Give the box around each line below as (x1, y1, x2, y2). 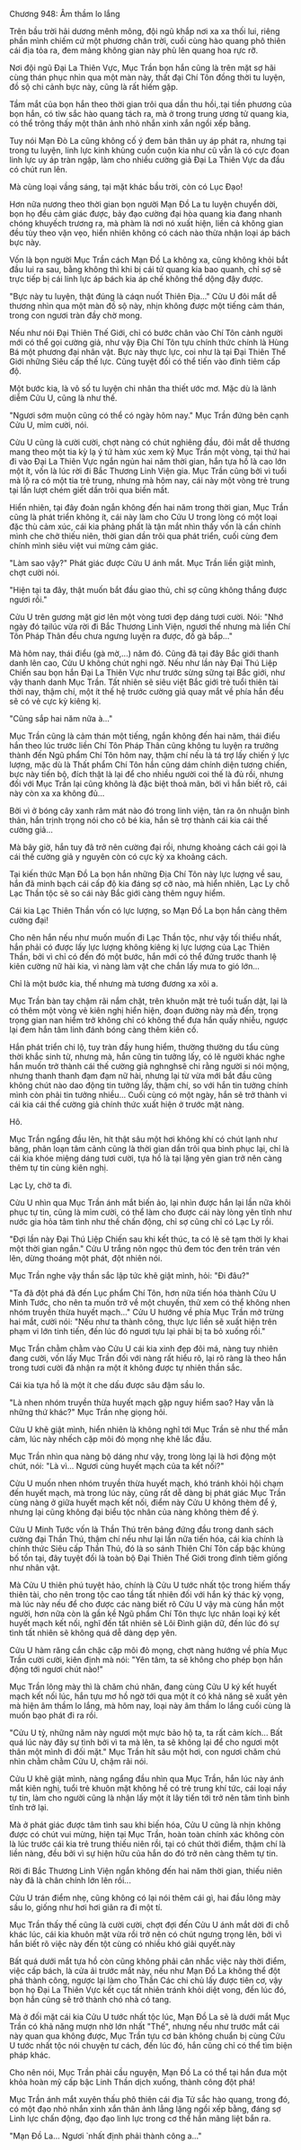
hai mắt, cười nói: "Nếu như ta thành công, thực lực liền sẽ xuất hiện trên (9, 1316, 278, 1327)
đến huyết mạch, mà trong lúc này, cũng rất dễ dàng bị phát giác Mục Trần (9, 1488, 286, 1498)
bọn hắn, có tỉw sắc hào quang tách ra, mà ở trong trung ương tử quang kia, (9, 109, 289, 119)
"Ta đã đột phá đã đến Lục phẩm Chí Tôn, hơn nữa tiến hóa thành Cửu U (9, 1287, 277, 1298)
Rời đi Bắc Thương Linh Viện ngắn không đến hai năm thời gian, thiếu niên (9, 1865, 283, 1876)
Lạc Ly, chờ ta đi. (9, 1180, 73, 1190)
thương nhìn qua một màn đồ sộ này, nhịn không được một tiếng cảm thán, (9, 301, 285, 311)
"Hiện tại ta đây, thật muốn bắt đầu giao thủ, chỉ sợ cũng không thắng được (9, 585, 288, 595)
